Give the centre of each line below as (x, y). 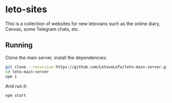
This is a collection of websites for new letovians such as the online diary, (83, 24)
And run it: (16, 86)
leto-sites (26, 9)
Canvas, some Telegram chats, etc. (42, 29)
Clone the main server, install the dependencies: (56, 57)
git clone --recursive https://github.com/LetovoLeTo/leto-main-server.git (88, 67)
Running (19, 45)
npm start (16, 96)
